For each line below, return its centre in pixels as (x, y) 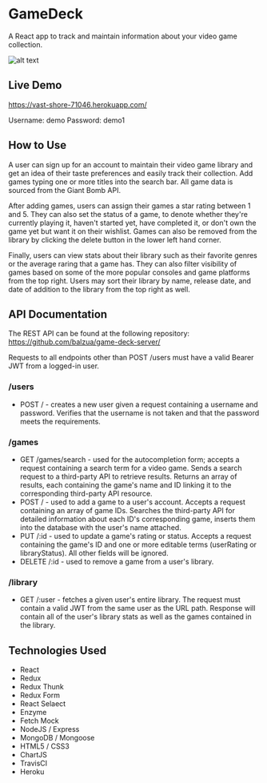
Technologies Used (57, 650)
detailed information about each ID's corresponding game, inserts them (137, 519)
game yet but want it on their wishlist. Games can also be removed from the (133, 231)
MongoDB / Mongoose (57, 738)
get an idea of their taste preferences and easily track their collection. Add (131, 173)
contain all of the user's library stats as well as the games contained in (135, 616)
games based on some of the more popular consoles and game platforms (129, 272)
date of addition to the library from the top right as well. (99, 289)
